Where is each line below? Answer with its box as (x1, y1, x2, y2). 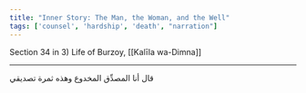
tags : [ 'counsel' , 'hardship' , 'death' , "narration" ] (9, 22, 219, 31)
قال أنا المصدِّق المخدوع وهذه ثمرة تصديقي (9, 72, 155, 83)
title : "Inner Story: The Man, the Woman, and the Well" (9, 13, 230, 23)
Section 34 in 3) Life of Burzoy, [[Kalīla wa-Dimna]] (9, 46, 202, 57)
